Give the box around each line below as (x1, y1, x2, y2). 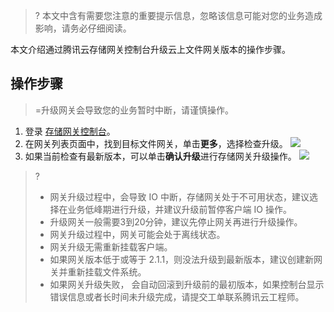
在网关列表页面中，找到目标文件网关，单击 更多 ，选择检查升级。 (24, 137, 288, 149)
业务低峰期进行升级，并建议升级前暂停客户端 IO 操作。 (67, 203, 292, 215)
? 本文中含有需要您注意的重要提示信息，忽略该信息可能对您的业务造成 (34, 10, 323, 21)
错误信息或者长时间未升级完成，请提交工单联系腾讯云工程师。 (49, 290, 305, 303)
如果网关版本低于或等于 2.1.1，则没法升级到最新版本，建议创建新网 (49, 253, 323, 265)
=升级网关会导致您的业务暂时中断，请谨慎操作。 (34, 104, 235, 116)
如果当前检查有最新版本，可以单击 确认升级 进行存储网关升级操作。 (24, 150, 297, 162)
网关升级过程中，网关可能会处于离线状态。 (49, 228, 226, 240)
